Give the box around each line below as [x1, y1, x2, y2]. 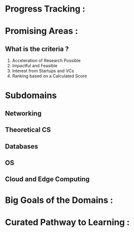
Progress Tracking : [5, 3, 86, 15]
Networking [5, 109, 42, 117]
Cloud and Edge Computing [5, 175, 90, 184]
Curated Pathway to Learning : [5, 217, 130, 228]
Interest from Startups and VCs [12, 68, 74, 74]
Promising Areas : [5, 26, 78, 37]
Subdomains [5, 90, 57, 101]
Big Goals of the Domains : [5, 195, 113, 205]
